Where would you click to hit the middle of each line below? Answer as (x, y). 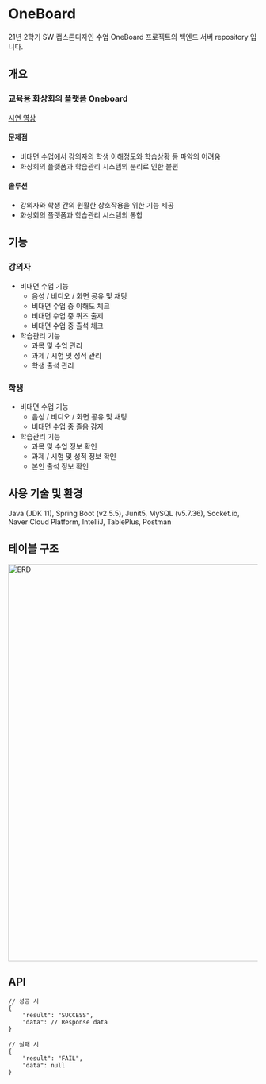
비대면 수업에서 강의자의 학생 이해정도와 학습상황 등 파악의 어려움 (120, 156)
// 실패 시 (24, 1045)
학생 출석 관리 (53, 365)
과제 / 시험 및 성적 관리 (66, 355)
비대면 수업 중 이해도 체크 (71, 306)
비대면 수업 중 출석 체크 (68, 326)
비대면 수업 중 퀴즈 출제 (68, 315)
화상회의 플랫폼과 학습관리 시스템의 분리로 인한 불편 (99, 166)
